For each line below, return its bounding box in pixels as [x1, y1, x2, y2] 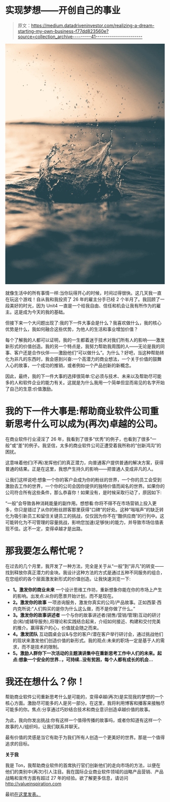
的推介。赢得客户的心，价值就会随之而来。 [12, 625, 102, 631]
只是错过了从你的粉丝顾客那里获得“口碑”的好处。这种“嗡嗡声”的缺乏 [18, 506, 159, 512]
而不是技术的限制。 [21, 643, 62, 650]
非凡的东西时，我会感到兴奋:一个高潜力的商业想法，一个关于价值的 [14, 356, 153, 362]
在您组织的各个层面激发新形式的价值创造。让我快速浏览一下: [5, 575, 131, 582]
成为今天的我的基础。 [22, 309, 67, 315]
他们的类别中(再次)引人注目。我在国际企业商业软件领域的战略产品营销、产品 [5, 768, 164, 775]
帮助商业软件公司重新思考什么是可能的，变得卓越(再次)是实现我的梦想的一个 [5, 694, 164, 700]
